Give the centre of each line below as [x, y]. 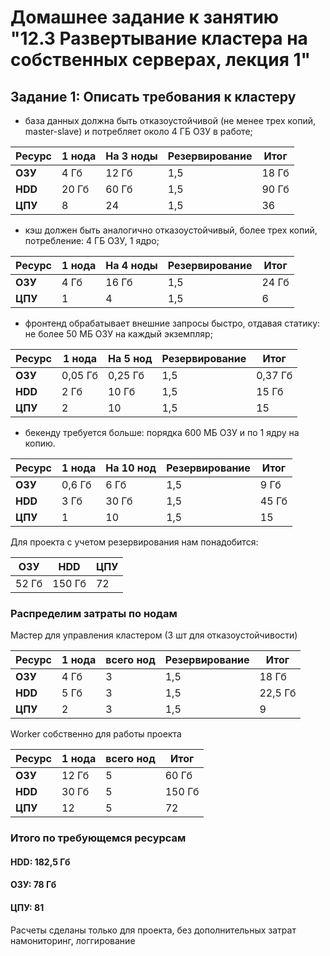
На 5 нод [130, 358]
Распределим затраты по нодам [94, 613]
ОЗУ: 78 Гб [33, 885]
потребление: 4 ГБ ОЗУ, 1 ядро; [92, 240]
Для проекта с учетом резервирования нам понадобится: [134, 542]
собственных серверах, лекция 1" [160, 60]
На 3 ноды [131, 156]
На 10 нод [131, 468]
